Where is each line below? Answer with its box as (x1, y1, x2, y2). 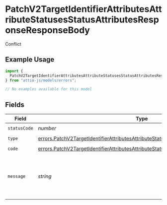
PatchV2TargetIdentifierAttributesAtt (5, 3, 162, 15)
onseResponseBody (5, 25, 90, 36)
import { (5, 68, 23, 73)
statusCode (7, 125, 33, 131)
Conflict (5, 41, 21, 47)
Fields (5, 100, 25, 109)
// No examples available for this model (5, 87, 92, 92)
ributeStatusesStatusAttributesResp (5, 14, 159, 25)
